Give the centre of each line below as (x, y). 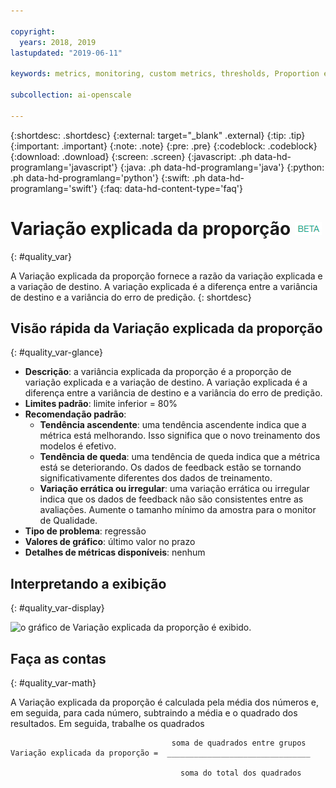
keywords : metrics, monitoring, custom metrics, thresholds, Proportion (165, 74)
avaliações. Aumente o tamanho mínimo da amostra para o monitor (178, 510)
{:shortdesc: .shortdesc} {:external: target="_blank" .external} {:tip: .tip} (158, 135)
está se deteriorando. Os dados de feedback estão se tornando (170, 467)
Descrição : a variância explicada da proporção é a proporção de (158, 372)
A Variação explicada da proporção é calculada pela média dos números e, (165, 702)
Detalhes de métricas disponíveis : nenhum (115, 552)
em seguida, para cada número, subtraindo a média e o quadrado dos (154, 713)
